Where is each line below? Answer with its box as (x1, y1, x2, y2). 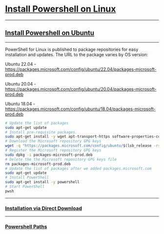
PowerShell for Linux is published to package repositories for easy (5, 46, 139, 52)
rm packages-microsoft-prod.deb (5, 161, 71, 167)
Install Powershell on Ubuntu (5, 29, 94, 37)
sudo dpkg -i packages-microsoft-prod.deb (5, 152, 93, 157)
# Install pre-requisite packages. (5, 129, 78, 135)
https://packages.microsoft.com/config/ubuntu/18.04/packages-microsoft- (5, 106, 156, 112)
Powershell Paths (5, 223, 47, 230)
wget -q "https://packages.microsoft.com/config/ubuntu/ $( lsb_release (5, 143, 152, 149)
